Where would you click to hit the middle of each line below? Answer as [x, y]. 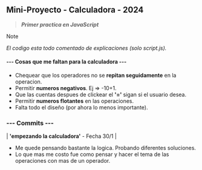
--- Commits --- [30, 123]
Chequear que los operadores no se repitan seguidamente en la [96, 76]
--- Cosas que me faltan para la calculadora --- [67, 62]
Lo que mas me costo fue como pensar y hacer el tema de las [92, 154]
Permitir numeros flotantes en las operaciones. [74, 101]
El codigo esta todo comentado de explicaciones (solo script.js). [86, 48]
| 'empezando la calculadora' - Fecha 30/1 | [61, 136]
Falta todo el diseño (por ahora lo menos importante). [81, 108]
